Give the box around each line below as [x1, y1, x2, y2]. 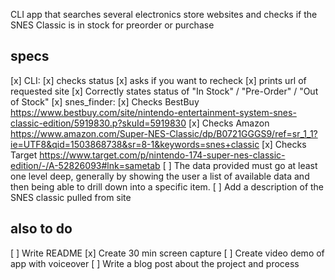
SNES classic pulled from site [10, 191, 132, 203]
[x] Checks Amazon [188, 117, 270, 129]
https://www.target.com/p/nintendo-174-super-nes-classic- [39, 149, 286, 161]
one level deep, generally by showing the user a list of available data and [10, 170, 310, 182]
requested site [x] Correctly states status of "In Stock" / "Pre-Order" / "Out [10, 85, 319, 97]
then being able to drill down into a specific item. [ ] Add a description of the [10, 180, 325, 193]
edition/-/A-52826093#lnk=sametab [10, 159, 161, 171]
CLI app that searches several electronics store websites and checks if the [10, 9, 318, 20]
